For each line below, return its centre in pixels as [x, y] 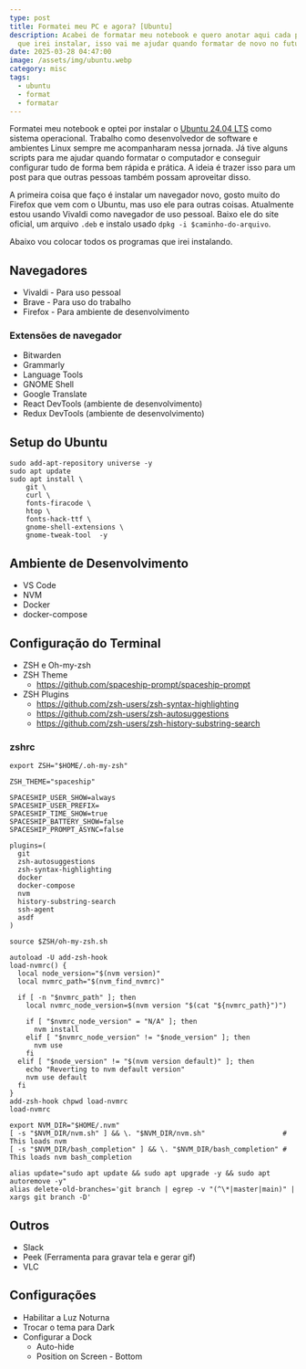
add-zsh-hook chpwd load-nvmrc [69, 1101]
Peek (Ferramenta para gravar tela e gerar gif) [109, 1258]
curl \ [38, 495]
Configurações [53, 1295]
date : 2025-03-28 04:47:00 [61, 52]
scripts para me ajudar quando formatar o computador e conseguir [135, 158]
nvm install [56, 1030]
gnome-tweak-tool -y [66, 535]
